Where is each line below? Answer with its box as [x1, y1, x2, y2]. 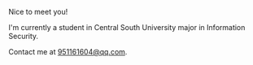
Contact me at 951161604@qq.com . [8, 47, 128, 56]
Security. [8, 32, 39, 41]
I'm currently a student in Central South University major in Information [8, 23, 246, 32]
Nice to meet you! [8, 7, 68, 16]
